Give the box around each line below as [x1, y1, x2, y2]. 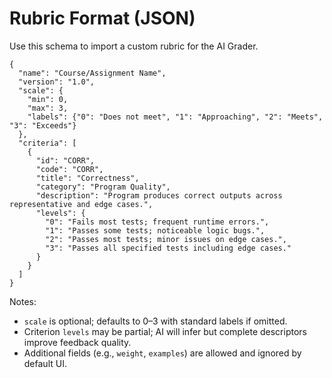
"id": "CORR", [35, 155, 96, 166]
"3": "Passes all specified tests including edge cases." [45, 243, 292, 253]
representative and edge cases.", [9, 199, 154, 209]
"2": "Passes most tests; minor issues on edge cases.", [45, 234, 287, 244]
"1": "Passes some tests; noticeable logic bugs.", [45, 225, 266, 236]
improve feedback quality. [23, 336, 132, 348]
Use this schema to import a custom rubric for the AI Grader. [9, 40, 259, 52]
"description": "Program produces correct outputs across [35, 190, 283, 201]
